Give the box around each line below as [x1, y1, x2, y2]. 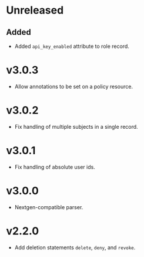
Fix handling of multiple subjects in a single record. [14, 123, 138, 130]
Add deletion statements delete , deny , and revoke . [14, 243, 136, 251]
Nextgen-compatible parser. [14, 203, 83, 210]
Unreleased [6, 4, 64, 17]
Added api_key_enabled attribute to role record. [14, 43, 129, 50]
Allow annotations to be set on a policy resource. [14, 83, 133, 90]
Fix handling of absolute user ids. [14, 163, 95, 170]
